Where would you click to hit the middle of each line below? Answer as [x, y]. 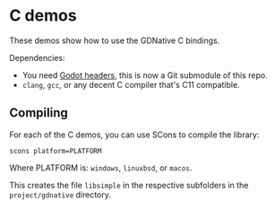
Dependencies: [37, 57]
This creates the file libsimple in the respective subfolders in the [129, 185]
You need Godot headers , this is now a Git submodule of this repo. [145, 75]
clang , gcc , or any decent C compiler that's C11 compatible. [131, 84]
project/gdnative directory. [60, 195]
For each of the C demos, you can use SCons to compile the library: [134, 135]
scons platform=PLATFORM [56, 151]
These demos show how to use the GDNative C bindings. [115, 40]
